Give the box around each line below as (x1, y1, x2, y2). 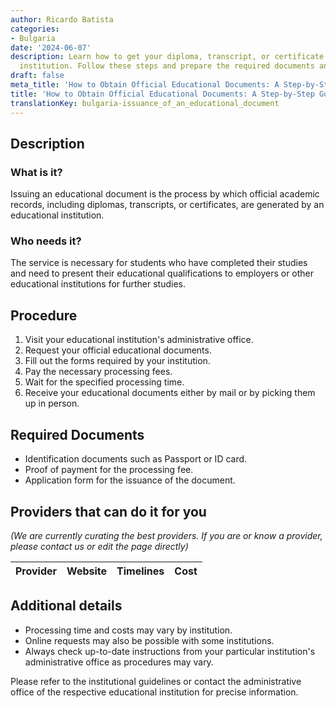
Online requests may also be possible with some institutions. (24, 634, 275, 646)
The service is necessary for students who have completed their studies (10, 257, 308, 269)
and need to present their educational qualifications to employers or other (10, 267, 315, 280)
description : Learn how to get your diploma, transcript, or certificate (10, 52, 325, 62)
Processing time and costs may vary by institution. (24, 624, 233, 636)
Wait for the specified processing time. (24, 376, 185, 388)
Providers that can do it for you (10, 503, 207, 520)
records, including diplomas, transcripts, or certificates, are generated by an (10, 199, 325, 211)
